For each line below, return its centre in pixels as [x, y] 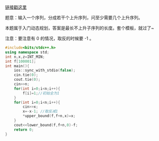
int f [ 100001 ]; [21, 61]
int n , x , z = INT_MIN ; [25, 57]
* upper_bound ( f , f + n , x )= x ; [49, 116]
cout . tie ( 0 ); [27, 80]
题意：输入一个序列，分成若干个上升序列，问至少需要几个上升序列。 [74, 18]
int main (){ [17, 66]
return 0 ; [24, 129]
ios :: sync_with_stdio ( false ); [45, 70]
